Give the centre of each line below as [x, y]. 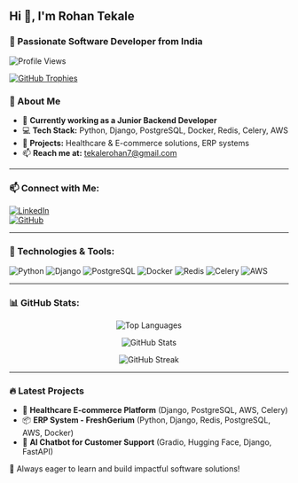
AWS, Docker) [47, 433]
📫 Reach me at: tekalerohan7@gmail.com [99, 152]
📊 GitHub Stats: [44, 302]
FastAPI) [38, 452]
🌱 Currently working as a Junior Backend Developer [119, 120]
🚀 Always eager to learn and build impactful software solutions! [125, 469]
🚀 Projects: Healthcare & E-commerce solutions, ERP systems [136, 143]
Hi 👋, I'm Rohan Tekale [72, 16]
